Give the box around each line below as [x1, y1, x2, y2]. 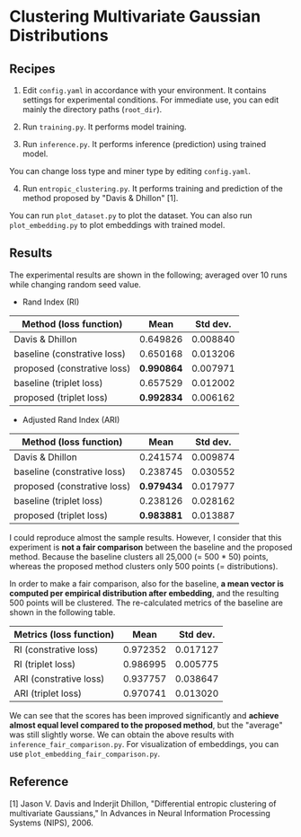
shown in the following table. [9, 606, 116, 617]
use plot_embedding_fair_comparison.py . [9, 748, 161, 759]
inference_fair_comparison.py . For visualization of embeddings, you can [9, 738, 279, 749]
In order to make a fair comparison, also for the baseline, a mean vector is [9, 577, 285, 589]
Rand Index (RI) [22, 296, 80, 307]
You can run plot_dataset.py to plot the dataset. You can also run [9, 210, 253, 221]
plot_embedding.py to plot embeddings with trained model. [9, 220, 226, 230]
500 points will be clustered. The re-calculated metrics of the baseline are [9, 597, 283, 608]
